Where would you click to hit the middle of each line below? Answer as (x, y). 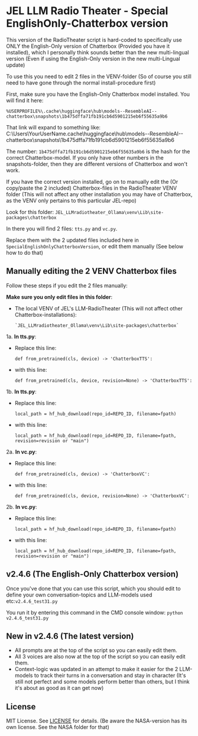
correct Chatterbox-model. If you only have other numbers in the (85, 157)
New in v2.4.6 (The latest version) (70, 636)
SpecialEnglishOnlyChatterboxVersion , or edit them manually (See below (95, 246)
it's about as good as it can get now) (59, 688)
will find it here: (25, 100)
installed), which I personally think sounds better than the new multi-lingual (98, 52)
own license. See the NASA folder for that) (58, 727)
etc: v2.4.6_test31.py (32, 601)
